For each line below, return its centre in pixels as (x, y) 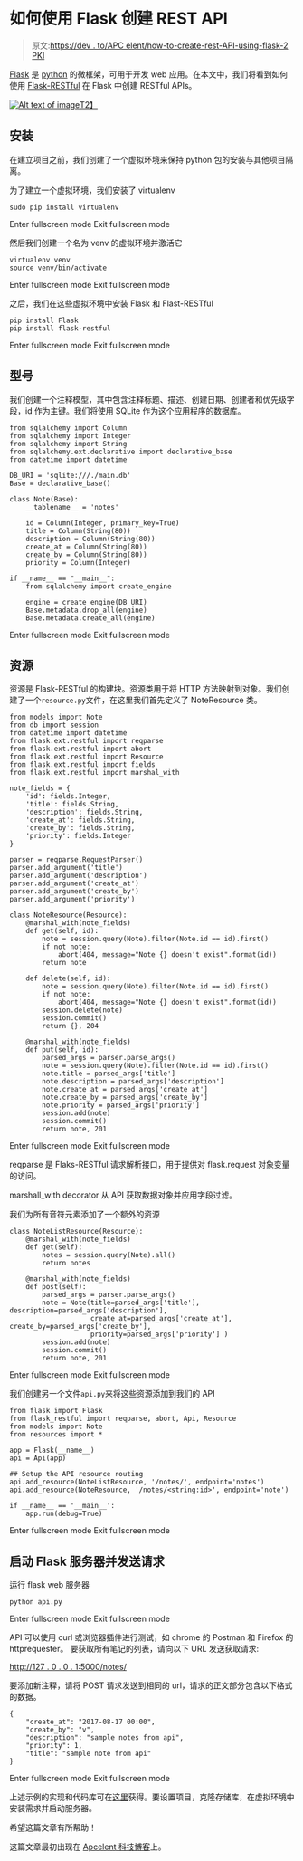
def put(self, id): (62, 1050)
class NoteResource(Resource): (68, 915)
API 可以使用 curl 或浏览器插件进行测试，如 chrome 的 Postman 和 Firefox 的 (151, 1637)
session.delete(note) (83, 1010)
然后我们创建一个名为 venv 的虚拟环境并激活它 (96, 243)
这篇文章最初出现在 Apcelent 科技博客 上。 (88, 1847)
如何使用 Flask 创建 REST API (118, 19)
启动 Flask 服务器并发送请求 (87, 1561)
